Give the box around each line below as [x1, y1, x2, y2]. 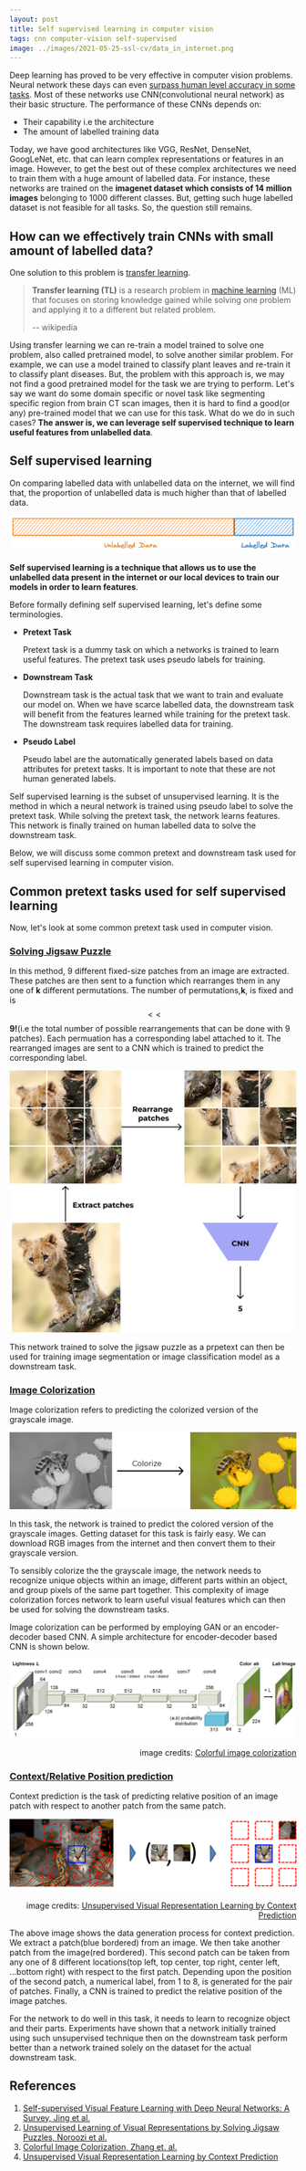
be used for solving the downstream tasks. [9, 1604, 170, 1615]
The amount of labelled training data [22, 126, 159, 137]
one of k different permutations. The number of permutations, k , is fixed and [9, 985, 294, 996]
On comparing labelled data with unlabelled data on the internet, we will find [9, 477, 296, 488]
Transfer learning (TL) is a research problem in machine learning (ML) [31, 285, 297, 296]
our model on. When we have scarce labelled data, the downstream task [22, 699, 294, 710]
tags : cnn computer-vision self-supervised [9, 34, 178, 43]
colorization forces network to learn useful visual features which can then [9, 1594, 286, 1606]
